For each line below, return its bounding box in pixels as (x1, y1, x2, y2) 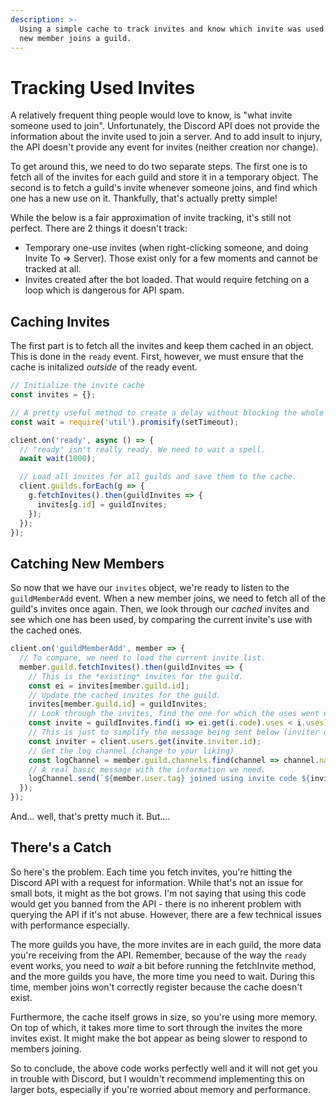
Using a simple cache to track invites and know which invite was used (19, 24, 325, 34)
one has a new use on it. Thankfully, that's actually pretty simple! (10, 192, 278, 205)
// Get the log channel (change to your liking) (28, 746, 235, 756)
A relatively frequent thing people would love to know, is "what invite (10, 109, 293, 121)
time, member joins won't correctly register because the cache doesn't (10, 981, 303, 993)
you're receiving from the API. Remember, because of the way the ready (10, 949, 307, 961)
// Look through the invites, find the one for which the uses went (28, 709, 320, 719)
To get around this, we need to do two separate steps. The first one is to (10, 161, 308, 173)
